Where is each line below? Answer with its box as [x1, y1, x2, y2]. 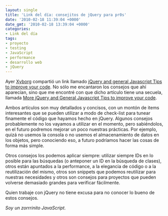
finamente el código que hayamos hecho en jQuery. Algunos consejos [5, 115, 153, 122]
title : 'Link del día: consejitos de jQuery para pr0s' [5, 12, 127, 17]
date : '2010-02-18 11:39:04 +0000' [5, 17, 81, 22]
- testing [5, 45, 27, 51]
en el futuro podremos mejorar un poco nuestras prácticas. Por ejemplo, [5, 126, 157, 133]
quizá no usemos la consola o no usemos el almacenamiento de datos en [5, 132, 159, 138]
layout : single [5, 7, 38, 13]
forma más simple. [5, 142, 44, 149]
